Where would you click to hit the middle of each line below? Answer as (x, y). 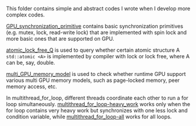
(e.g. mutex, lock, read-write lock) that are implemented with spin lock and (97, 32)
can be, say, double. (31, 62)
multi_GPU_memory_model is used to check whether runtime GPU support (96, 74)
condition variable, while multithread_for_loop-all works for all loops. (89, 117)
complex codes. (26, 15)
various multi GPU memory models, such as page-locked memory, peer (93, 80)
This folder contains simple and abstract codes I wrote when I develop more (98, 9)
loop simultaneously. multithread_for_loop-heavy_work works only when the (98, 104)
